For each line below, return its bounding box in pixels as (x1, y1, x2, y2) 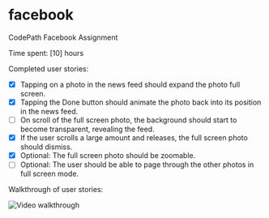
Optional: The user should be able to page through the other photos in (19, 160, 254, 169)
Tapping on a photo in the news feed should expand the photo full (19, 79, 241, 89)
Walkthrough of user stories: (8, 185, 104, 194)
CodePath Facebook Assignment (8, 32, 118, 42)
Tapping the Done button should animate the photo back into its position (19, 97, 262, 107)
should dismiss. (19, 142, 73, 152)
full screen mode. (19, 169, 79, 179)
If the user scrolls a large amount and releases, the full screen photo (19, 133, 249, 143)
